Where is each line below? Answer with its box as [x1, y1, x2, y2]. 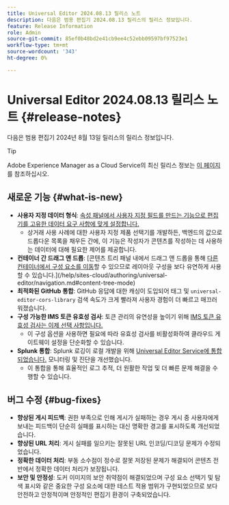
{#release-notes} [21, 109, 122, 125]
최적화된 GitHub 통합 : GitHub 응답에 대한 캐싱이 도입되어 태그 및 [16, 287, 189, 295]
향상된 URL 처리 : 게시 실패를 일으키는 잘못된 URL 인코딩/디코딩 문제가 [16, 439, 203, 448]
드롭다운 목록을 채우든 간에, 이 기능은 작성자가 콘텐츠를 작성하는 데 [27, 237, 204, 245]
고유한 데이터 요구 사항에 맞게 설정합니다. [29, 220, 140, 228]
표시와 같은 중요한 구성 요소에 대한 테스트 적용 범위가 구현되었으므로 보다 [24, 482, 218, 490]
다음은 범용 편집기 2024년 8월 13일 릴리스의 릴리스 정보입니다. [7, 133, 174, 141]
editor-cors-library [16, 296, 76, 303]
